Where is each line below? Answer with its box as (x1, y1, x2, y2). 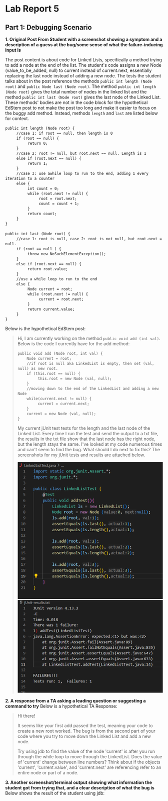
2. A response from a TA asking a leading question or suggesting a (5, 697, 146, 704)
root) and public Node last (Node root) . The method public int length (5, 83, 156, 89)
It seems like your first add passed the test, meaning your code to (17, 722, 153, 729)
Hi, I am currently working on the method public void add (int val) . (17, 335, 161, 341)
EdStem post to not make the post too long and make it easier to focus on (5, 105, 156, 111)
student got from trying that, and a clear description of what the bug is (5, 784, 155, 790)
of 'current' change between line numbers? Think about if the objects (17, 759, 161, 765)
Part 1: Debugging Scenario (5, 23, 92, 32)
